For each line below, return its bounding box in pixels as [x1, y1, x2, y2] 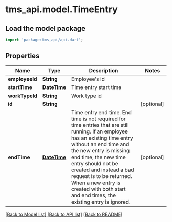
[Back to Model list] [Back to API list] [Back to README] [5, 211, 123, 217]
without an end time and [71, 141, 130, 148]
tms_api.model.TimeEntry [5, 4, 118, 15]
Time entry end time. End [71, 108, 132, 116]
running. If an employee [71, 128, 128, 135]
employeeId [8, 75, 37, 82]
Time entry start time [71, 83, 122, 91]
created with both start [71, 185, 126, 192]
